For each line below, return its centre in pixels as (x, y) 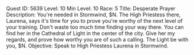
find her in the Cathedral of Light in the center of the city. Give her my (91, 33)
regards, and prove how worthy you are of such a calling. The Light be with (97, 39)
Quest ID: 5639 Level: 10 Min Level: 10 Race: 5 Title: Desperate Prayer (91, 8)
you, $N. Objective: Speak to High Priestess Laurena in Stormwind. (87, 46)
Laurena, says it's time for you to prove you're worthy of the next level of (94, 21)
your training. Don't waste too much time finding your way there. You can (95, 27)
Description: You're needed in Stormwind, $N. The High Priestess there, (93, 15)
